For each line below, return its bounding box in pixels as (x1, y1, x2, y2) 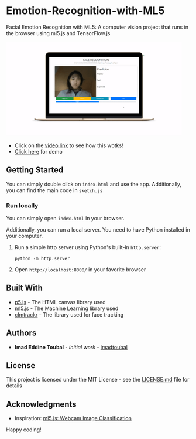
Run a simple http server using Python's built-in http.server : (14, 244, 161, 251)
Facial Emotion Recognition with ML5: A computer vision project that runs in (6, 23, 189, 30)
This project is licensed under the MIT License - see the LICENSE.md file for (6, 376, 190, 383)
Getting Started (6, 165, 64, 175)
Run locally (6, 201, 39, 209)
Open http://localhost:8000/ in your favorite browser (14, 266, 146, 273)
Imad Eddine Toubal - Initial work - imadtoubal (14, 343, 128, 350)
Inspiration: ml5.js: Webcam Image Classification (14, 415, 132, 422)
